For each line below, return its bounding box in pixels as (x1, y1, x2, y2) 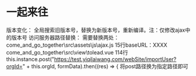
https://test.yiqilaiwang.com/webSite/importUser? (54, 55, 177, 63)
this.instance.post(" (6, 55, 55, 63)
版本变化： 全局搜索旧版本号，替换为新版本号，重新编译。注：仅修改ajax (6, 26, 185, 34)
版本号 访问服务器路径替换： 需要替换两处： (11, 34, 120, 41)
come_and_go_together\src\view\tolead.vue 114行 (6, 48, 128, 56)
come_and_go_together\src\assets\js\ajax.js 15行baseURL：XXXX (6, 41, 167, 48)
